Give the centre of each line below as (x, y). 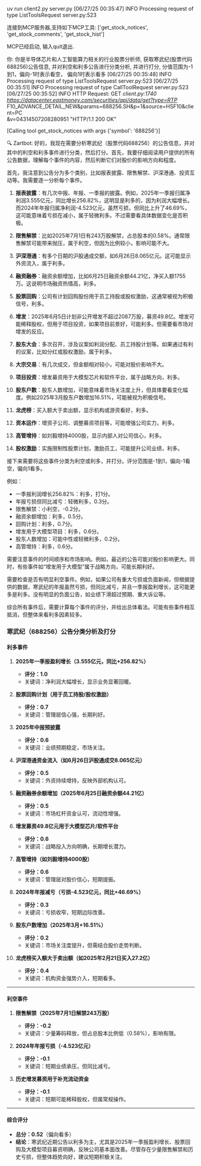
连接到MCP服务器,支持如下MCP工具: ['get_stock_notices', (78, 27)
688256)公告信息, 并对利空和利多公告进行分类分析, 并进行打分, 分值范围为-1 (100, 67)
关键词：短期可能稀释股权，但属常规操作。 (77, 1099)
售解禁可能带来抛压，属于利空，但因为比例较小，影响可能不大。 (94, 243)
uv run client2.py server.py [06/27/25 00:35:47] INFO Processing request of (100, 9)
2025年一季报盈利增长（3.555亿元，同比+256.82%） (82, 661)
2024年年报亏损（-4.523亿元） (55, 1046)
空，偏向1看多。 (26, 469)
